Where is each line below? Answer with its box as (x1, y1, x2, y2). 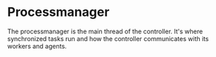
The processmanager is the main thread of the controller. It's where (7, 27, 203, 35)
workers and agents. (7, 42, 67, 50)
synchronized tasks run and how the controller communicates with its (7, 34, 209, 42)
